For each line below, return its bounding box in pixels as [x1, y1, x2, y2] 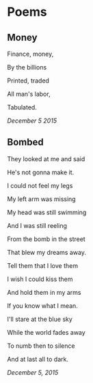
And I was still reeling [7, 221, 67, 229]
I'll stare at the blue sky [7, 315, 73, 323]
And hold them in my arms [7, 288, 81, 296]
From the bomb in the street [7, 235, 85, 243]
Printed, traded [7, 76, 50, 85]
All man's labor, [7, 90, 51, 98]
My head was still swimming [7, 208, 87, 216]
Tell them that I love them [7, 261, 79, 269]
